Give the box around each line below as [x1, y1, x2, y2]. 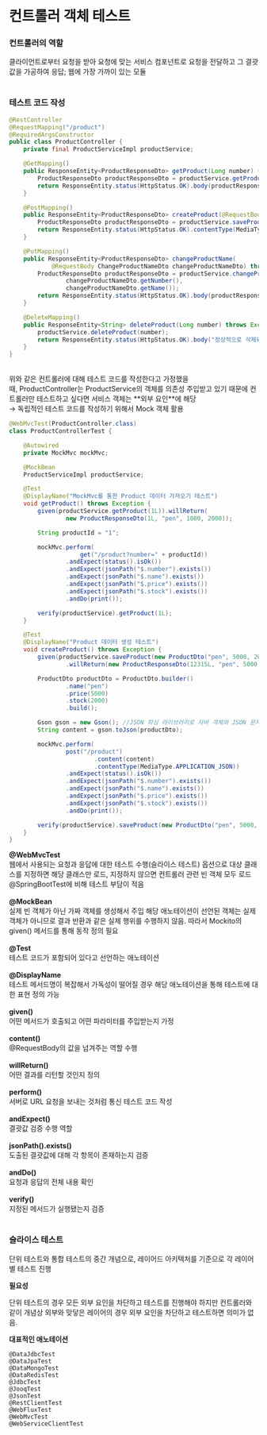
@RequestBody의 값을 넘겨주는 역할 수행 [9, 1043, 138, 1053]
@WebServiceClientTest [9, 1419, 84, 1428]
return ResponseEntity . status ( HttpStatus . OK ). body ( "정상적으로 [37, 335, 242, 344]
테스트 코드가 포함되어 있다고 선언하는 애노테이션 [9, 953, 160, 962]
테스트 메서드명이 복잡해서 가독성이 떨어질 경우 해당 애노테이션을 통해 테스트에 [9, 980, 250, 989]
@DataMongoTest [9, 1364, 59, 1372]
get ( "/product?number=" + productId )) [79, 550, 208, 558]
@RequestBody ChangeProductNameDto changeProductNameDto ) [51, 262, 247, 270]
